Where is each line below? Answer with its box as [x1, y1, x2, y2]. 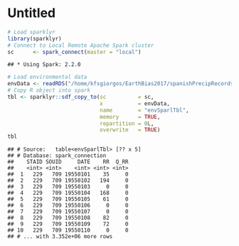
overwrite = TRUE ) [99, 127, 161, 134]
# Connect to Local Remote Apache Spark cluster [7, 41, 154, 49]
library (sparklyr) [7, 35, 62, 42]
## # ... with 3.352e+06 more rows [7, 233, 113, 240]
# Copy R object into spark [7, 87, 91, 94]
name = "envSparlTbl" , [99, 107, 190, 114]
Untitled [7, 5, 56, 21]
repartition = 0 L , [99, 119, 154, 127]
